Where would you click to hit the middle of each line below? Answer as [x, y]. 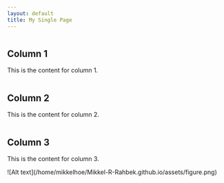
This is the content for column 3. [53, 158]
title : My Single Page [40, 20]
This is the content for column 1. [53, 70]
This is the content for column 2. [53, 115]
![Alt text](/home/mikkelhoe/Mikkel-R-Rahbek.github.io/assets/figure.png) [112, 172]
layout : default [30, 13]
